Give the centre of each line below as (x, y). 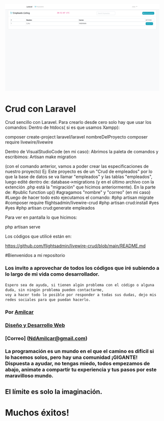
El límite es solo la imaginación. (54, 391)
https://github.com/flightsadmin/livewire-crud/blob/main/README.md (75, 246)
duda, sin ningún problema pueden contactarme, (55, 290)
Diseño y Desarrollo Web (35, 325)
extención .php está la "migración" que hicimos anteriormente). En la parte (80, 187)
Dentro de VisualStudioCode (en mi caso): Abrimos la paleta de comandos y (82, 152)
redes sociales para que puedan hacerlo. (48, 300)
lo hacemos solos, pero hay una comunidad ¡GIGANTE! (71, 357)
